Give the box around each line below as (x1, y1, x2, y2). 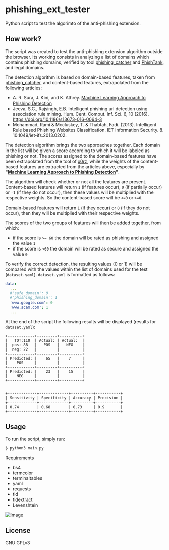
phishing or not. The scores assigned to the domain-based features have (5, 153, 157, 159)
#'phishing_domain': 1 (10, 295, 58, 301)
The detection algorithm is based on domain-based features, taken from (5, 74, 155, 80)
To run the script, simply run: (5, 436, 66, 442)
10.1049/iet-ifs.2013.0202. (12, 132, 67, 138)
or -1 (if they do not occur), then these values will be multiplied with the (5, 189, 154, 195)
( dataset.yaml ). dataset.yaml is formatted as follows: (5, 271, 115, 277)
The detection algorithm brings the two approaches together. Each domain (5, 142, 160, 148)
